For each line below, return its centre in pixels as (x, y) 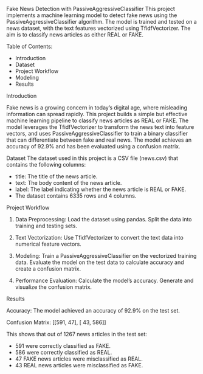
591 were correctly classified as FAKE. (63, 346)
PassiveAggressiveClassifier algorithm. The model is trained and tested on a (102, 22)
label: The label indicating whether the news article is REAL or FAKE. (101, 189)
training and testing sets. (46, 226)
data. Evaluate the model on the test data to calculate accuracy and (99, 262)
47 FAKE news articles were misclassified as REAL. (79, 359)
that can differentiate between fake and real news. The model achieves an (99, 140)
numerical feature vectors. (48, 244)
